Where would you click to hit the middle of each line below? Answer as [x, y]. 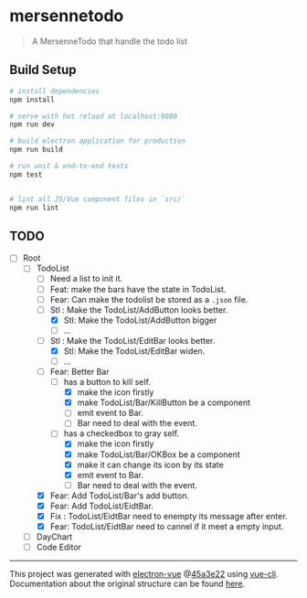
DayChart [54, 537]
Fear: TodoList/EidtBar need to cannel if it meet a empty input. [167, 526]
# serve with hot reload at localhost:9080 [94, 116]
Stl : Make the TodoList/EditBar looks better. [132, 340]
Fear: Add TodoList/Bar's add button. [120, 496]
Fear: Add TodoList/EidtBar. [101, 506]
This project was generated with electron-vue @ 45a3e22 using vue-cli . [144, 574]
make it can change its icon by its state [150, 465]
